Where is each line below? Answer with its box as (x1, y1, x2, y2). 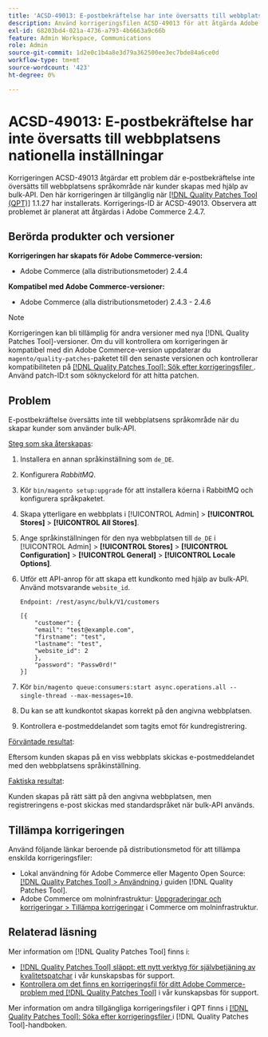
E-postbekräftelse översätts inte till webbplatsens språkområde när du (8, 415, 239, 425)
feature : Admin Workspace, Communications (8, 34, 152, 42)
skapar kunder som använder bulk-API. (8, 424, 137, 433)
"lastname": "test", (34, 640, 103, 648)
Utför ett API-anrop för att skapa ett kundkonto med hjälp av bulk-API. (19, 574, 250, 584)
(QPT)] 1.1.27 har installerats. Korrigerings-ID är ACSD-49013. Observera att (8, 198, 257, 208)
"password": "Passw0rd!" (34, 661, 117, 669)
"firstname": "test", (34, 633, 106, 641)
